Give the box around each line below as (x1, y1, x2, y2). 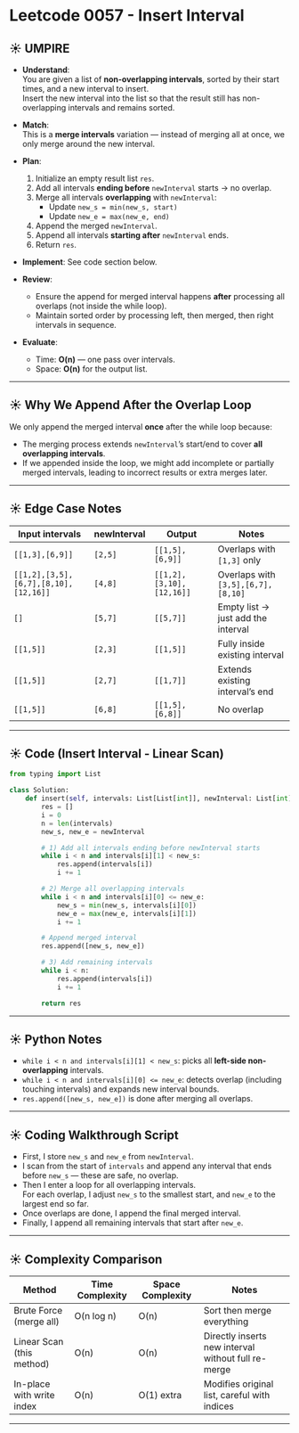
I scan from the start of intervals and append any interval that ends (21, 1160, 272, 1172)
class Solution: (9, 786, 69, 795)
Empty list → (217, 601, 271, 613)
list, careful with (203, 1389, 271, 1401)
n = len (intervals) (41, 819, 114, 828)
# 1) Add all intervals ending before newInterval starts (41, 843, 261, 852)
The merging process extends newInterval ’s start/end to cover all (21, 438, 263, 449)
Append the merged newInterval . (35, 220, 158, 231)
